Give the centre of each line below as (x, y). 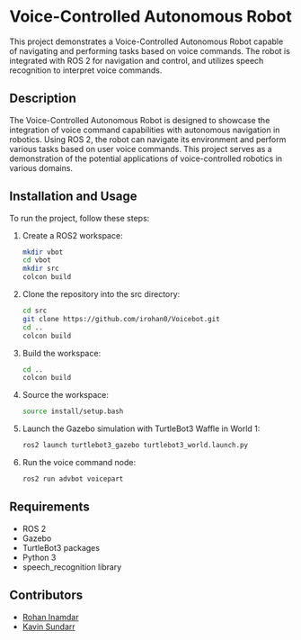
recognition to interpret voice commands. (86, 70)
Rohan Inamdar (50, 617)
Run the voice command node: (79, 463)
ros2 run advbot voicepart (73, 479)
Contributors (46, 595)
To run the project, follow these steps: (80, 218)
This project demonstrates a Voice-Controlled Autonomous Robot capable (146, 41)
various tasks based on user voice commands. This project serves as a (141, 149)
